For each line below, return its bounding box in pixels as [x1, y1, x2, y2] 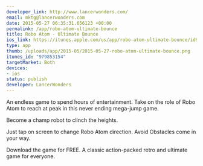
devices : [6, 65, 28, 71]
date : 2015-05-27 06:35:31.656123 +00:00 [6, 20, 112, 26]
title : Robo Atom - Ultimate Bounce [6, 31, 98, 37]
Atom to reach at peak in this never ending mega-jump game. [6, 105, 159, 112]
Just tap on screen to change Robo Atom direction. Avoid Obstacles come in [6, 128, 196, 135]
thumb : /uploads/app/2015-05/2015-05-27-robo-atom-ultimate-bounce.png [6, 48, 190, 54]
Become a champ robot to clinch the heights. [6, 117, 118, 124]
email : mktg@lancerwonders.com [6, 14, 85, 21]
